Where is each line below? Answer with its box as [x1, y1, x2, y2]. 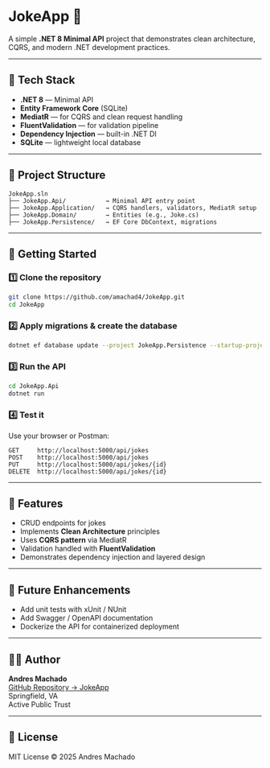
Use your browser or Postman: [8, 431, 110, 440]
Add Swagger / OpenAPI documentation [19, 613, 153, 623]
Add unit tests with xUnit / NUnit [19, 605, 127, 614]
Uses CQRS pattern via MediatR [19, 535, 127, 545]
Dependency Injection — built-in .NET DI [19, 129, 157, 138]
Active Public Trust [8, 700, 71, 709]
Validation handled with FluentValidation [19, 543, 156, 554]
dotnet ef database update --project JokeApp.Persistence [8, 341, 207, 349]
